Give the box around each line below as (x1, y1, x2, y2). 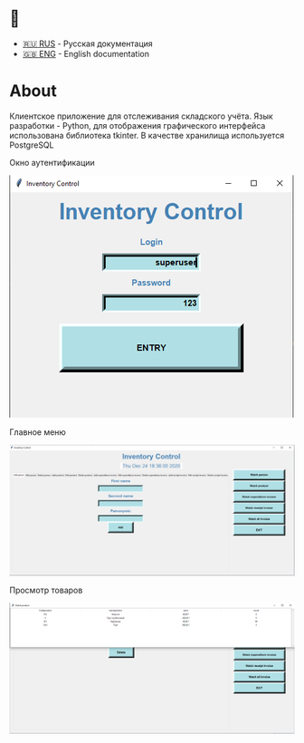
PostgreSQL (9, 140, 54, 150)
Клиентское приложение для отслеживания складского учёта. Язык (9, 111, 273, 121)
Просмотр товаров (9, 584, 83, 595)
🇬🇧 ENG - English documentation (22, 48, 149, 59)
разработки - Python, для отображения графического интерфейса (9, 120, 266, 130)
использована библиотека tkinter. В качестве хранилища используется (9, 130, 285, 140)
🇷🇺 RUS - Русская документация (22, 38, 154, 49)
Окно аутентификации (9, 157, 95, 168)
